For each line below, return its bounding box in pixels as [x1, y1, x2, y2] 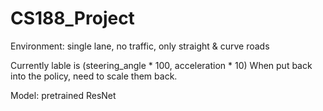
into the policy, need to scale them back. [10, 70, 178, 82]
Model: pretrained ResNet [10, 89, 117, 101]
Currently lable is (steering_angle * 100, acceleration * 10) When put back [10, 59, 313, 71]
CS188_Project [10, 7, 135, 30]
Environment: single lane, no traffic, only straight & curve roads [10, 40, 270, 52]
